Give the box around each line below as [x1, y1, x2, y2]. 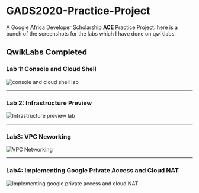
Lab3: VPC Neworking [6, 132, 71, 140]
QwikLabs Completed [6, 47, 88, 57]
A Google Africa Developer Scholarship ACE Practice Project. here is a [6, 24, 178, 31]
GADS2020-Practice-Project [6, 4, 150, 18]
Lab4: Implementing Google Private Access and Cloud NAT [6, 166, 179, 175]
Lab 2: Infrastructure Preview [6, 99, 92, 107]
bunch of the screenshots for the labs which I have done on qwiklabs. [6, 30, 176, 37]
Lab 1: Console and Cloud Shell [6, 65, 97, 73]
